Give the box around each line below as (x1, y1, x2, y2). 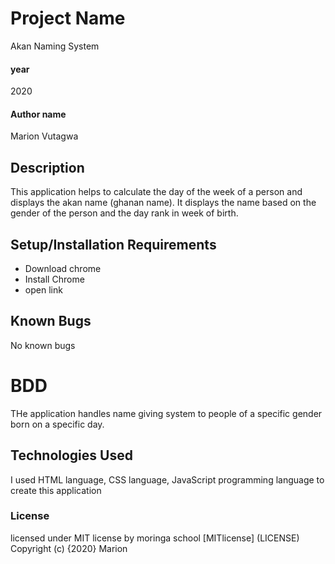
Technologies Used (10, 447, 133, 464)
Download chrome (24, 262, 102, 274)
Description (10, 159, 85, 176)
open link (24, 283, 63, 296)
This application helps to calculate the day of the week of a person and (10, 186, 303, 198)
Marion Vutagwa (10, 130, 79, 142)
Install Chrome (24, 273, 85, 285)
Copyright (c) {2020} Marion (10, 542, 128, 554)
